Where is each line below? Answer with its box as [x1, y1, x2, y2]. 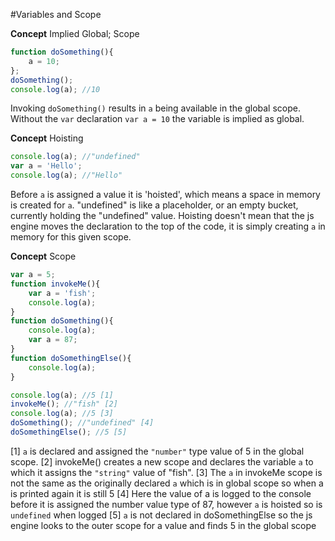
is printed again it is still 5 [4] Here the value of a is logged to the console [10, 487, 312, 499]
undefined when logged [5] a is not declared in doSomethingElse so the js [10, 509, 313, 521]
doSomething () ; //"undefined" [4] [10, 418, 155, 428]
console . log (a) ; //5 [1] [10, 390, 114, 400]
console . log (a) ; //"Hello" [10, 170, 123, 181]
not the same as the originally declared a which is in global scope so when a [10, 477, 324, 489]
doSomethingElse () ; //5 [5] [10, 427, 128, 437]
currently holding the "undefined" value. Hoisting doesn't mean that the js [10, 210, 315, 221]
